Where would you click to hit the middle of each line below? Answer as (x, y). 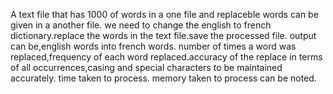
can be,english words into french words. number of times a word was (153, 46)
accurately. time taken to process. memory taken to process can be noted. (163, 78)
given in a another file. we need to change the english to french (141, 25)
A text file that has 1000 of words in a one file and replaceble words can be (164, 14)
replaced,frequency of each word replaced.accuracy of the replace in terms (166, 57)
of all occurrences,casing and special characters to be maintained (146, 67)
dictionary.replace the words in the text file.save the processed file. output (163, 35)
